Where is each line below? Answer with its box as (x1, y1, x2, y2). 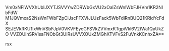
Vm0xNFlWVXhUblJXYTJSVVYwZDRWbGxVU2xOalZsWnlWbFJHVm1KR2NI (5, 5, 163, 10)
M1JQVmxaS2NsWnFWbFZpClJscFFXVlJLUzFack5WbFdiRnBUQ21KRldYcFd (5, 15, 164, 21)
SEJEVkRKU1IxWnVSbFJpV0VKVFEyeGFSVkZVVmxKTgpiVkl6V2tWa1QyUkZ (5, 26, 164, 32)
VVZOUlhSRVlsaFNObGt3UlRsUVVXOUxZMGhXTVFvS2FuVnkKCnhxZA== (10, 31, 164, 37)
